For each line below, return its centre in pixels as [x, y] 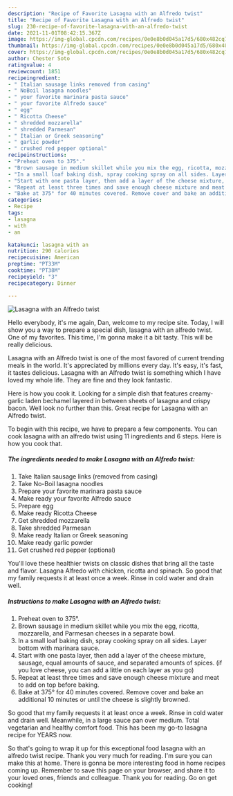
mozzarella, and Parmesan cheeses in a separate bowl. [96, 633]
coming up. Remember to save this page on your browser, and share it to [111, 770]
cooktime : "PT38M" [34, 270]
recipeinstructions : [38, 155]
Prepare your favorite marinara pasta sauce [80, 491]
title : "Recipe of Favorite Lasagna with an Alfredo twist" [96, 20]
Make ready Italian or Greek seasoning [73, 535]
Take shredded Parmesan [55, 528]
